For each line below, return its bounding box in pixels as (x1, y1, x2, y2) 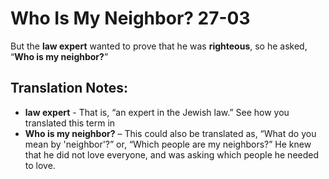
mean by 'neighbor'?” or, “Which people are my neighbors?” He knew (24, 138, 312, 150)
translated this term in (24, 117, 116, 129)
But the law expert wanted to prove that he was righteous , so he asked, (10, 40, 308, 52)
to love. (24, 159, 56, 171)
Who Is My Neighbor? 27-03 (10, 7, 251, 30)
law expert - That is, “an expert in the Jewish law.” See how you (24, 106, 290, 118)
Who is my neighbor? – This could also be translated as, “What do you (24, 127, 317, 139)
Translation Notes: (10, 80, 128, 97)
